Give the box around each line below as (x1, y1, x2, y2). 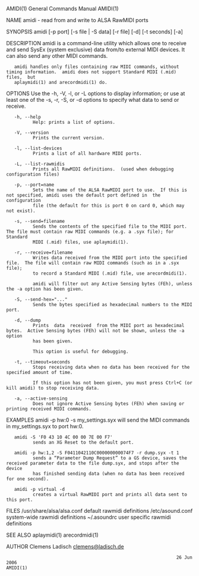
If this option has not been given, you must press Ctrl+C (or (32, 380, 193, 386)
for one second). (6, 476, 49, 482)
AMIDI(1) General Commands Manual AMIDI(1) (6, 5, 119, 12)
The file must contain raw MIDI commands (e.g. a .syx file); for (6, 229, 174, 235)
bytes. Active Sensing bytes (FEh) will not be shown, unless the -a (6, 328, 185, 334)
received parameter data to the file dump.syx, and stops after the (6, 460, 179, 466)
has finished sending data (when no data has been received (32, 471, 185, 477)
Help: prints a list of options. (32, 119, 116, 125)
